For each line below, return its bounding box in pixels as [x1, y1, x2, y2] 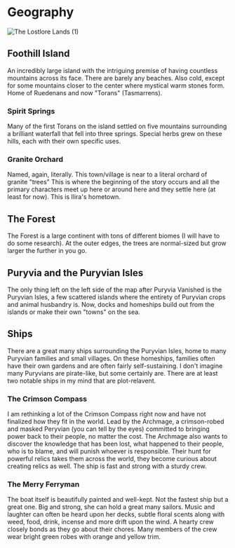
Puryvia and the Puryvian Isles [7, 267, 144, 279]
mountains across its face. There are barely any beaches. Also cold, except [7, 74, 225, 82]
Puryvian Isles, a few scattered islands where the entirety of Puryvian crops [7, 292, 226, 301]
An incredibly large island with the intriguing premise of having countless [7, 66, 218, 74]
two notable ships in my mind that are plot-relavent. [7, 376, 156, 385]
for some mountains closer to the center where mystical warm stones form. [7, 81, 225, 90]
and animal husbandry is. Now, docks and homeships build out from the [7, 300, 215, 308]
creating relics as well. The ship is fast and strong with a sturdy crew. [7, 462, 207, 470]
